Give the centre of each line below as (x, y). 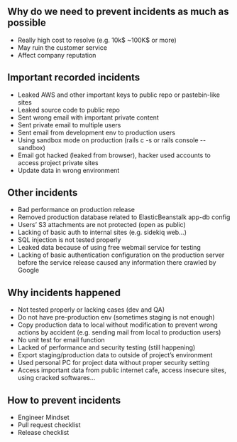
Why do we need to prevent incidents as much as (118, 12)
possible (27, 23)
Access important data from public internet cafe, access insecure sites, (122, 370)
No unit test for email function (61, 340)
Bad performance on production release (76, 210)
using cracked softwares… (56, 378)
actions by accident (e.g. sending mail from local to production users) (119, 332)
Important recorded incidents (74, 78)
